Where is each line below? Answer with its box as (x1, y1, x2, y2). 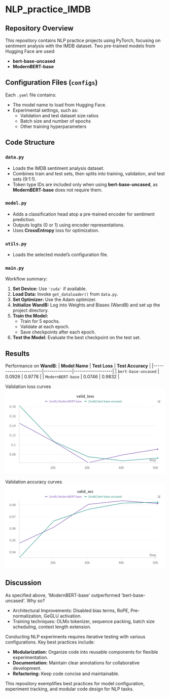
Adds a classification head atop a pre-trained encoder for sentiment (12, 211, 155, 217)
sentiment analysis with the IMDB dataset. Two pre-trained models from (5, 43, 156, 49)
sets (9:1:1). (12, 176, 37, 182)
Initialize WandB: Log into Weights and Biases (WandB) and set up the (12, 302, 160, 308)
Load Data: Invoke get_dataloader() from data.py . (12, 291, 118, 297)
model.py (5, 200, 27, 206)
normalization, (12, 613, 43, 619)
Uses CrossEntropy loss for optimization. (12, 227, 100, 233)
